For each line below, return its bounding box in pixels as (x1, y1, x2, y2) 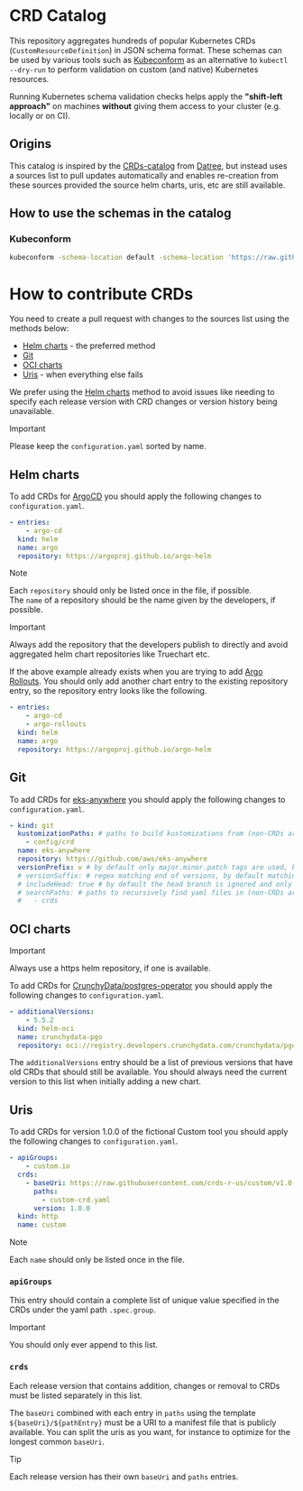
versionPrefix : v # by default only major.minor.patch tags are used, (17, 862, 289, 871)
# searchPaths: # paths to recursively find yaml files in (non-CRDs (17, 888, 284, 897)
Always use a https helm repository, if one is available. (9, 962, 211, 974)
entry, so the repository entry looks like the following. (9, 686, 207, 696)
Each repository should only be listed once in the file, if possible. (9, 585, 252, 596)
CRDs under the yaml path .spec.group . (9, 1304, 156, 1315)
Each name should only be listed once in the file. (9, 1255, 185, 1266)
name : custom (17, 1220, 67, 1229)
